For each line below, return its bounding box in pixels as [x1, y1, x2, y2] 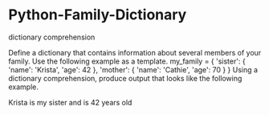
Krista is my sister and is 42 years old [8, 97, 132, 107]
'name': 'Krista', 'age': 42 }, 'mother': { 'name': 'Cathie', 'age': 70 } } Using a [8, 64, 259, 74]
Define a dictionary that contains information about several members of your [8, 47, 262, 57]
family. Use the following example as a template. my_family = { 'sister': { [8, 56, 247, 66]
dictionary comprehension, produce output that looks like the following [8, 73, 243, 83]
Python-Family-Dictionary [8, 6, 187, 24]
